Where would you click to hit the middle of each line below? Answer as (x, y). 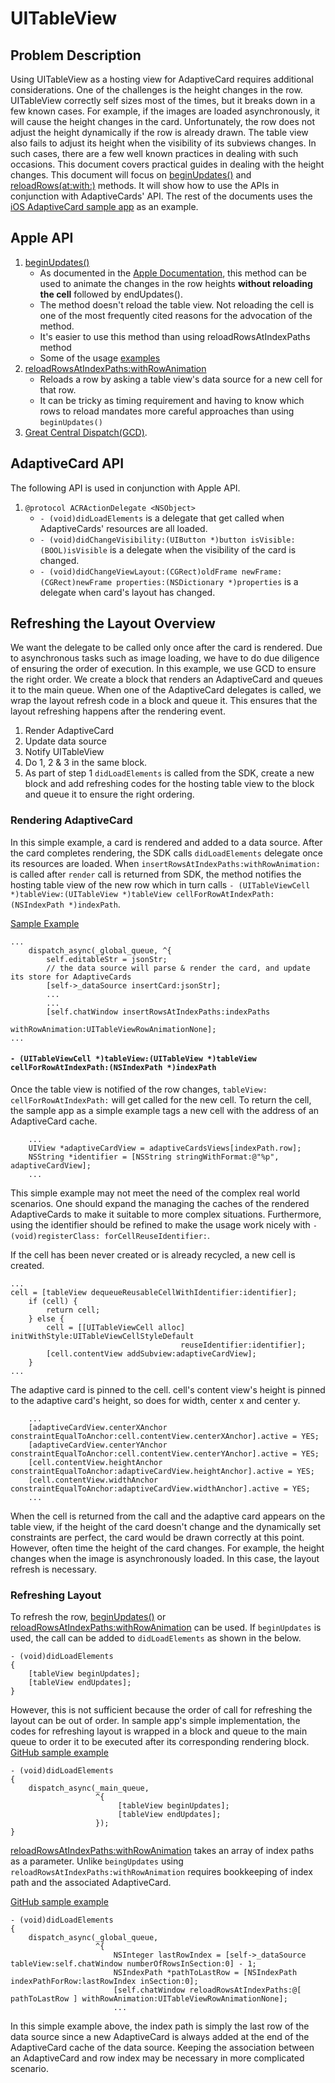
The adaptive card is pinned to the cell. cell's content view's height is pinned (168, 1389)
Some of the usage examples (100, 358)
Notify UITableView (64, 752)
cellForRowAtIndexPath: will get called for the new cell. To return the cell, (161, 1099)
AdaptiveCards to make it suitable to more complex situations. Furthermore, (166, 1214)
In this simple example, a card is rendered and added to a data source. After (166, 842)
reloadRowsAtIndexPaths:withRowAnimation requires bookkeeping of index (161, 1872)
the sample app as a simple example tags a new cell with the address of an (165, 1110)
